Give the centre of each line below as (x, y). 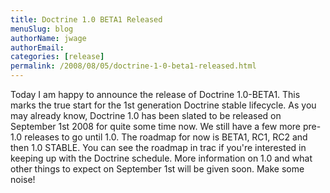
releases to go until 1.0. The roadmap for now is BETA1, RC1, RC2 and (166, 137)
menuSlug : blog (42, 29)
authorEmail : (37, 47)
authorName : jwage (48, 38)
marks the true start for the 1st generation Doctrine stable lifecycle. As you (163, 105)
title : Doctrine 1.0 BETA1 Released (86, 19)
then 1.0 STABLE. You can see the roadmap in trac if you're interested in (158, 147)
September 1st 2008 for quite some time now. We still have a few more (156, 126)
